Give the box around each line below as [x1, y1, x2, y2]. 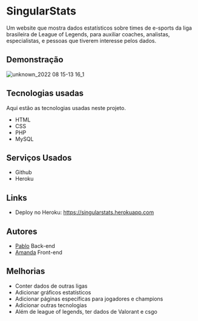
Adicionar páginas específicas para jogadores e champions [15, 295, 163, 302]
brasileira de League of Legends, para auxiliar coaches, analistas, [6, 30, 170, 37]
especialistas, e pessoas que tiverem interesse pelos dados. [6, 37, 157, 44]
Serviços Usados [6, 152, 72, 163]
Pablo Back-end [15, 242, 56, 249]
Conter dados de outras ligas [15, 282, 88, 290]
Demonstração [6, 54, 64, 65]
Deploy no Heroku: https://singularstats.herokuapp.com [15, 209, 154, 216]
